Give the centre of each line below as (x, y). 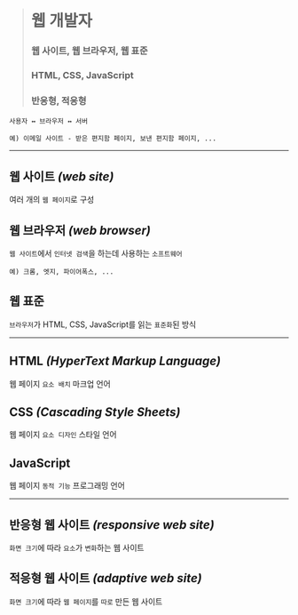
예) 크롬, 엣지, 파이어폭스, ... (62, 272)
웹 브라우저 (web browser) (80, 230)
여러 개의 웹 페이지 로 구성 (52, 200)
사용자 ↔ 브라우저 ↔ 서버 (49, 122)
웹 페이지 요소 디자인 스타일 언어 (63, 435)
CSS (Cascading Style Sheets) (95, 412)
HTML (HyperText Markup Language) (115, 361)
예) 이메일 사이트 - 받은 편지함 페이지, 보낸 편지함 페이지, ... (113, 139)
